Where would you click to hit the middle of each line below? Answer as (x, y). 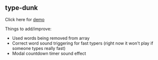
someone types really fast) (39, 48)
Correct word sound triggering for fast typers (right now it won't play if (83, 43)
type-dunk (21, 8)
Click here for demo (25, 19)
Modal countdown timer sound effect (49, 53)
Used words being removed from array (51, 38)
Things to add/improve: (28, 29)
